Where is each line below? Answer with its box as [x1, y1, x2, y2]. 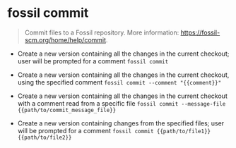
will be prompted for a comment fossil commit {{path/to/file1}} [17, 126, 211, 135]
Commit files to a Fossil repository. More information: [24, 28, 179, 37]
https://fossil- [180, 28, 220, 37]
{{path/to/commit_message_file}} [17, 106, 117, 113]
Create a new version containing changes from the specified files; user [17, 118, 225, 128]
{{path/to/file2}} [17, 134, 72, 141]
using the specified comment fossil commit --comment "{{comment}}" [17, 78, 222, 86]
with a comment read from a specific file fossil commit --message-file [17, 99, 226, 107]
